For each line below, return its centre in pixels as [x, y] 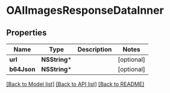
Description [95, 49]
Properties [27, 33]
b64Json [22, 69]
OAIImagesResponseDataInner [85, 10]
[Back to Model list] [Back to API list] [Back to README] [75, 84]
